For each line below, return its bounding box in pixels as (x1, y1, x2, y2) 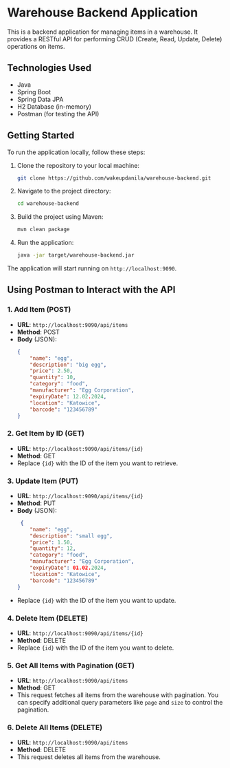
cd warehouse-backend (16, 200, 79, 207)
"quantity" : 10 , (30, 374, 76, 381)
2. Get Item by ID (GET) (7, 429, 84, 438)
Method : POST (16, 328, 60, 336)
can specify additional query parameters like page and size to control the (16, 698, 223, 707)
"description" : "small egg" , (30, 532, 113, 540)
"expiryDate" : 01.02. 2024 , (30, 564, 107, 572)
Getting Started (7, 129, 75, 142)
